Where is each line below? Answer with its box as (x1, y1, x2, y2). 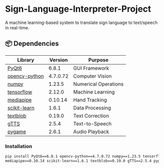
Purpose (88, 56, 109, 63)
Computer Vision (73, 72, 112, 79)
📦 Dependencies (5, 40, 59, 48)
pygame (7, 128, 26, 135)
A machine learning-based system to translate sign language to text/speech (5, 20, 158, 25)
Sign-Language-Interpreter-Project (5, 3, 151, 15)
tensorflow (7, 88, 33, 95)
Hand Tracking (73, 96, 107, 103)
